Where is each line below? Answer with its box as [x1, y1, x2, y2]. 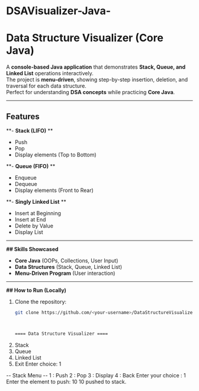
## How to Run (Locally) [6, 286, 67, 294]
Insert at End [14, 216, 46, 223]
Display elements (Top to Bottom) [14, 151, 97, 158]
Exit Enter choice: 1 [14, 360, 62, 367]
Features [6, 111, 40, 121]
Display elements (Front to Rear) [14, 187, 94, 194]
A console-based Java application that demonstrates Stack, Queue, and [6, 63, 186, 70]
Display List [14, 228, 43, 235]
